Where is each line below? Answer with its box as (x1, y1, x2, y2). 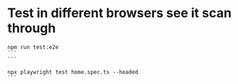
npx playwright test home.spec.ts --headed (7, 68, 139, 75)
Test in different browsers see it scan (7, 5, 232, 21)
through (7, 20, 56, 36)
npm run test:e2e (7, 43, 59, 51)
